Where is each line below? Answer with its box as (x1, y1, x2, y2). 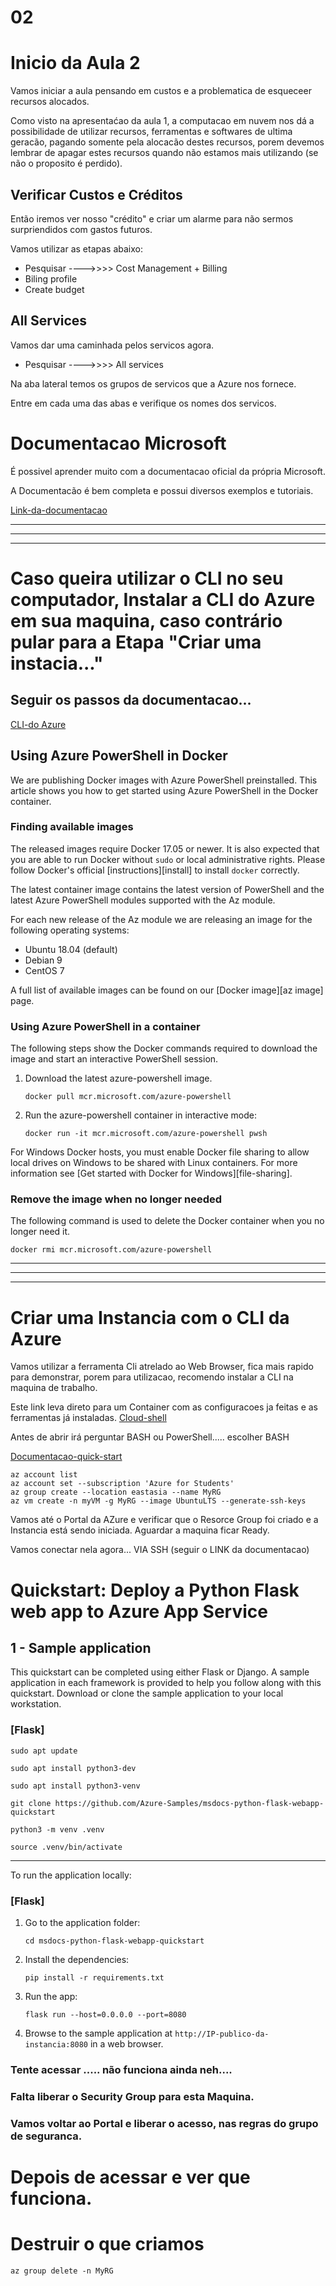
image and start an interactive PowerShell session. (10, 1053, 219, 1065)
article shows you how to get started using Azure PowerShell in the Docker (10, 784, 319, 796)
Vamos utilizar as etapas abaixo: (10, 242, 143, 255)
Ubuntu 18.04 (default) (24, 943, 118, 955)
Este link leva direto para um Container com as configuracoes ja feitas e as (10, 1401, 318, 1413)
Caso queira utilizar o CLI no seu (10, 567, 284, 590)
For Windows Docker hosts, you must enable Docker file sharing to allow (10, 1146, 310, 1158)
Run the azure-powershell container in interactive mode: (24, 1109, 257, 1121)
